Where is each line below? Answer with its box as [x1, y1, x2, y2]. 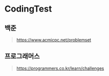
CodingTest [4, 3, 52, 15]
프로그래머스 [4, 52, 40, 61]
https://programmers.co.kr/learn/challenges [16, 65, 105, 71]
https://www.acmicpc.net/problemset [16, 37, 92, 43]
